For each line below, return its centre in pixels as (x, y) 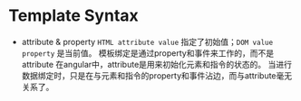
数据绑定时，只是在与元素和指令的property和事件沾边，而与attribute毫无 (157, 75)
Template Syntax (74, 16)
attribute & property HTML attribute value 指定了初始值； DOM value (147, 41)
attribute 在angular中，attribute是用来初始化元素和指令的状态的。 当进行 (156, 64)
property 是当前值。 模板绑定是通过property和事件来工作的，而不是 (147, 53)
